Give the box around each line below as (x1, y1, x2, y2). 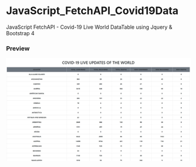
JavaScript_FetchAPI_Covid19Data (6, 4, 179, 18)
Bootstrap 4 (6, 29, 35, 36)
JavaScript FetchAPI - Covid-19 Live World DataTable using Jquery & (6, 23, 173, 30)
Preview (6, 44, 30, 52)
